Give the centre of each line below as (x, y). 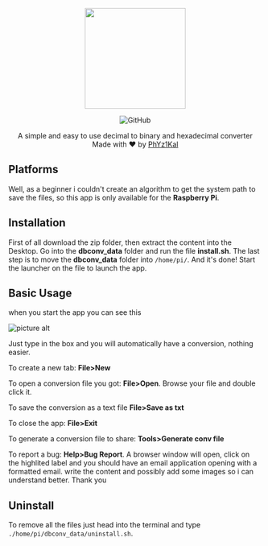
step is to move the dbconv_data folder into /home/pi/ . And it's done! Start (132, 259)
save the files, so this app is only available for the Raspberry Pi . (114, 197)
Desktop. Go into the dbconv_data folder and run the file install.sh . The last (134, 250)
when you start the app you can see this (75, 312)
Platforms (33, 170)
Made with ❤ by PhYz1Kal (135, 144)
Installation (37, 223)
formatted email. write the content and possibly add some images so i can (131, 472)
